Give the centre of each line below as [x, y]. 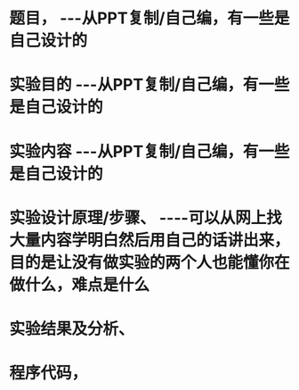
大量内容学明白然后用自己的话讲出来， [150, 240]
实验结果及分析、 [72, 329]
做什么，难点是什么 [80, 284]
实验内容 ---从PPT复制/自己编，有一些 [149, 151]
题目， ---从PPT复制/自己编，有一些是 [149, 18]
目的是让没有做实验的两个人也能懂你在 [150, 262]
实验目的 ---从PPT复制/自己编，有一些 [149, 85]
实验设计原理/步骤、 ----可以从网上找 [145, 217]
